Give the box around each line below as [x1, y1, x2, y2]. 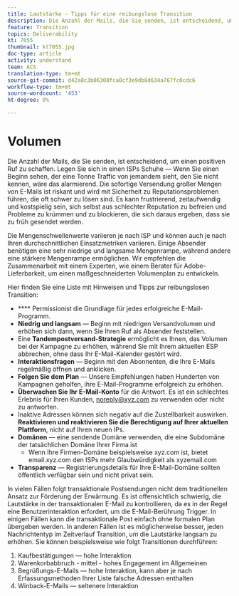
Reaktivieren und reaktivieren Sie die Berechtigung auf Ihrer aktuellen [17, 417, 229, 426]
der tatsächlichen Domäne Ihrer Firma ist [17, 440, 137, 449]
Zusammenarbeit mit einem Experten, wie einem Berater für [7, 261, 183, 270]
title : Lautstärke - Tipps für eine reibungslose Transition [7, 10, 193, 18]
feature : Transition [7, 23, 69, 31]
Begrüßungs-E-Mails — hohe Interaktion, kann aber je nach [17, 566, 193, 575]
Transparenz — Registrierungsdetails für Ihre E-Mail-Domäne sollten [17, 463, 221, 471]
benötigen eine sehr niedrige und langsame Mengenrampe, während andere [7, 246, 231, 255]
